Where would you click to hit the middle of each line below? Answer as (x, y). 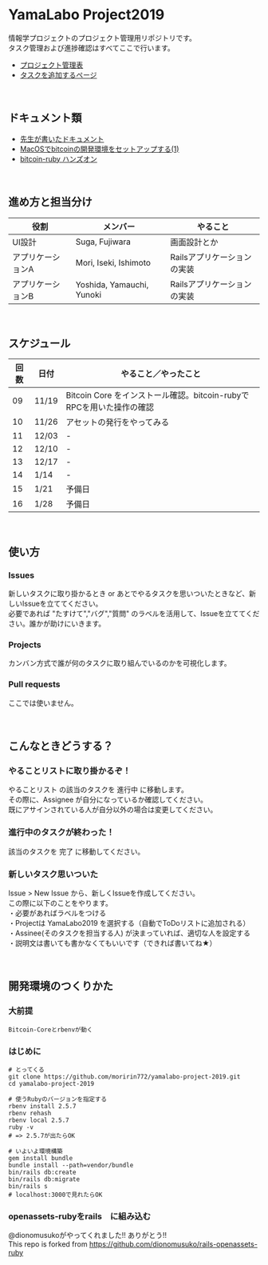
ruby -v (21, 1127)
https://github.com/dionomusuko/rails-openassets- (173, 1244)
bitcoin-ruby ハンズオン (59, 158)
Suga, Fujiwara (103, 242)
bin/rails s (28, 1186)
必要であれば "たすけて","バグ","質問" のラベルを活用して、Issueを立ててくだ (134, 614)
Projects (25, 644)
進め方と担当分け (50, 202)
